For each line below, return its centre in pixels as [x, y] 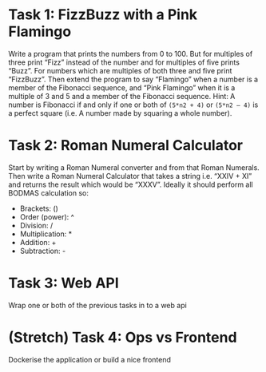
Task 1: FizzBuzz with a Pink [103, 15]
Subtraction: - [43, 251]
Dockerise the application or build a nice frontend [90, 359]
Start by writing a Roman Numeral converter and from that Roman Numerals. [134, 167]
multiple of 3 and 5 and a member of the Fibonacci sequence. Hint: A [122, 96]
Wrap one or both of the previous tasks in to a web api [98, 305]
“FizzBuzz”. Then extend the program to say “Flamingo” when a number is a [133, 79]
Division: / [36, 225]
